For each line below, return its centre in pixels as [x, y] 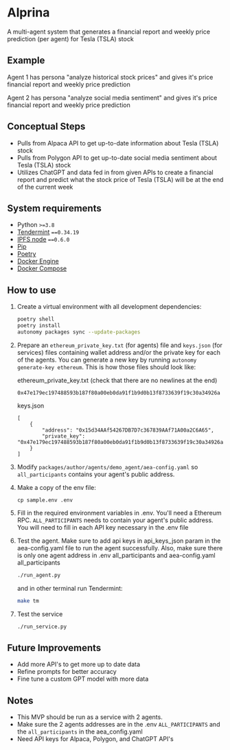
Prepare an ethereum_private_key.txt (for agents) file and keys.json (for [120, 345]
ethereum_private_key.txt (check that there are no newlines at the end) [117, 380]
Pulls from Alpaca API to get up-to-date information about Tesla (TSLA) [118, 143]
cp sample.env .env [45, 500]
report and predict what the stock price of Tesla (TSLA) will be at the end [120, 179]
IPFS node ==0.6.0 [43, 239]
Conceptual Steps [46, 127]
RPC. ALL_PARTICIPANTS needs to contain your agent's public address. [115, 520]
